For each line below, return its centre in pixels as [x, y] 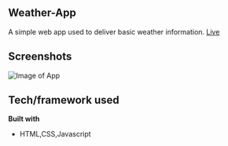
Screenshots [40, 57]
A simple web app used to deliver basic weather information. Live [114, 31]
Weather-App [42, 13]
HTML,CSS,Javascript [55, 134]
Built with [24, 119]
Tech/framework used [64, 100]
